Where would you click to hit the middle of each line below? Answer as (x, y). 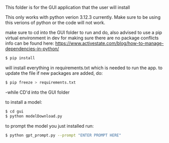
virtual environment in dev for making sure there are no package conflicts (82, 38)
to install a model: (24, 102)
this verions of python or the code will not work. (55, 23)
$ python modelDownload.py (34, 116)
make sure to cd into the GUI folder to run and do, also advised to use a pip (84, 32)
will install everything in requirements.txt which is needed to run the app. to (84, 68)
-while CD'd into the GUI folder (38, 92)
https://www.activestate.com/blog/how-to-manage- (109, 43)
